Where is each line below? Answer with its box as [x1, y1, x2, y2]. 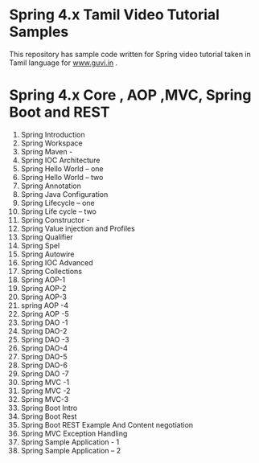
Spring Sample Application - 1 [20, 436, 120, 447]
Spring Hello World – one [20, 163, 104, 174]
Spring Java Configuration [20, 189, 109, 199]
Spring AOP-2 [20, 283, 67, 293]
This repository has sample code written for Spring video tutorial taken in [9, 49, 252, 59]
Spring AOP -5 [20, 309, 69, 318]
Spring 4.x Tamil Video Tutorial [9, 6, 220, 24]
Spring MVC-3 [20, 394, 69, 404]
